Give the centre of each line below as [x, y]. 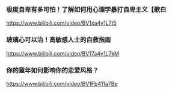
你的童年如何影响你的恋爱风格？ [53, 70]
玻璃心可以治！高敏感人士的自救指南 [59, 40]
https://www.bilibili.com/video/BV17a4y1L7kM [63, 53]
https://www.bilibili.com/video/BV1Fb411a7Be [62, 83]
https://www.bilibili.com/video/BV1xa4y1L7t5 [61, 23]
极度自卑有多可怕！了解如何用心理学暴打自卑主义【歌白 [86, 9]
